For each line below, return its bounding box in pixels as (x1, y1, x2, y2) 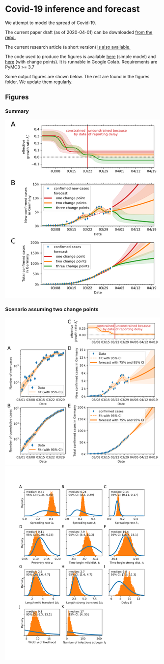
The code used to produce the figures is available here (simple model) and (5, 53, 156, 60)
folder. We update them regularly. (5, 79, 73, 85)
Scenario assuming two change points (5, 306, 99, 313)
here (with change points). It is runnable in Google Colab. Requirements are (5, 59, 158, 64)
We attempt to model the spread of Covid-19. (5, 20, 96, 26)
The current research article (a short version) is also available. (5, 44, 131, 50)
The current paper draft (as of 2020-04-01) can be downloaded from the (5, 29, 153, 35)
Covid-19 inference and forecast (5, 3, 140, 15)
